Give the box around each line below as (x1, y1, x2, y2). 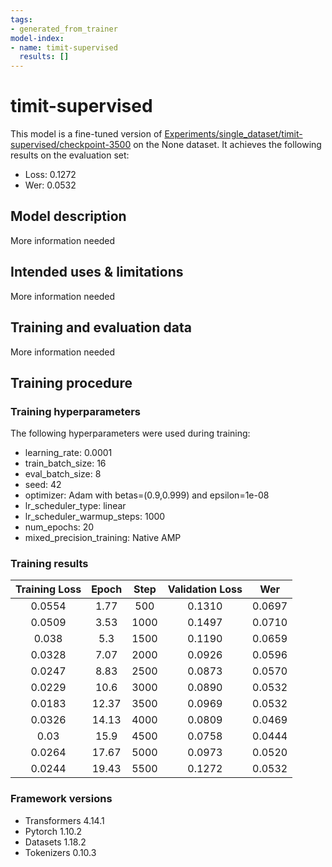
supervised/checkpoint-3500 (10, 139, 132, 151)
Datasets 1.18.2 (24, 836, 87, 848)
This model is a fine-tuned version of (10, 128, 163, 140)
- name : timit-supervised (10, 42, 118, 53)
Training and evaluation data (10, 319, 192, 336)
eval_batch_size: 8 (24, 468, 102, 480)
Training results (10, 557, 89, 571)
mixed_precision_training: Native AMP (24, 532, 182, 544)
